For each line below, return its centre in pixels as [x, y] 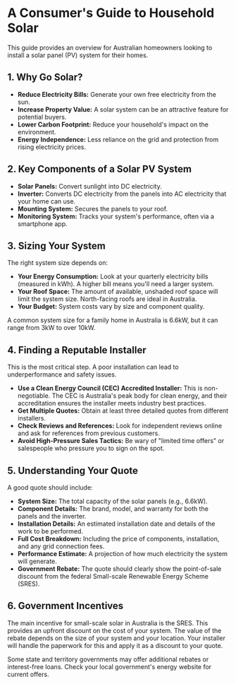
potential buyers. [42, 117]
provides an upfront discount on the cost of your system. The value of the [114, 630]
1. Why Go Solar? [45, 77]
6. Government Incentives [66, 606]
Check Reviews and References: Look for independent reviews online [120, 426]
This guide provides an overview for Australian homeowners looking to [110, 47]
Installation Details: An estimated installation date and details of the [116, 524]
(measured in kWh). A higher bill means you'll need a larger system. [116, 284]
